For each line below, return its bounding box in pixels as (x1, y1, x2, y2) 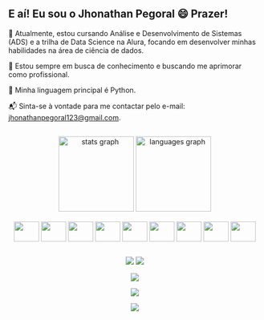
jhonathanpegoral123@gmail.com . (8, 112, 122, 122)
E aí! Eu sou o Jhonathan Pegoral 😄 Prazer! (8, 7, 229, 21)
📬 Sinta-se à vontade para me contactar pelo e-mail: (8, 101, 186, 111)
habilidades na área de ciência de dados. (8, 45, 144, 55)
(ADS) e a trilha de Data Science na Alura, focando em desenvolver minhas (8, 37, 257, 47)
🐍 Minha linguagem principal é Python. (8, 85, 136, 95)
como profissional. (8, 69, 70, 79)
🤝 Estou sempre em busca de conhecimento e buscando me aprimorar (8, 61, 242, 71)
